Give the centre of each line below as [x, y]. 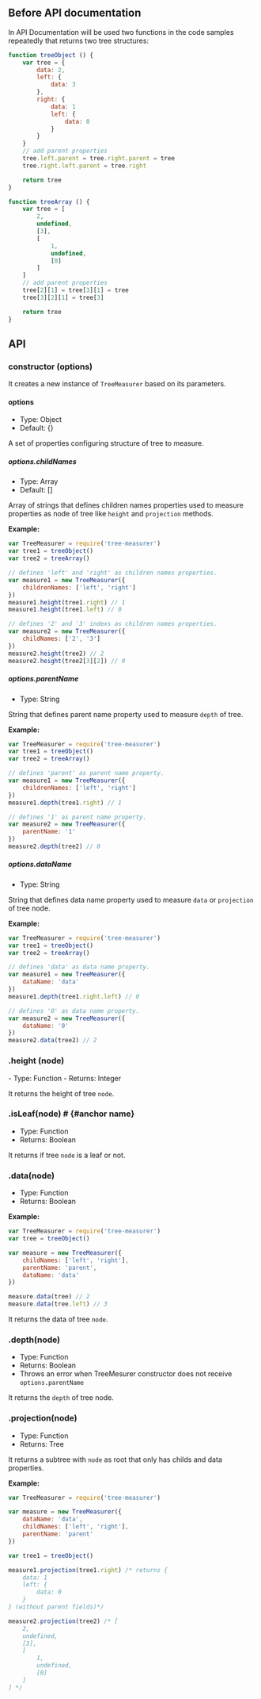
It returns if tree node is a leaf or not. [67, 1155]
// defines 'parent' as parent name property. [86, 773]
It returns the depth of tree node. [61, 1398]
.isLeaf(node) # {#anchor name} [72, 1114]
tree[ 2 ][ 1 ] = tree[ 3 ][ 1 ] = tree [76, 290]
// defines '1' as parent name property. [78, 817]
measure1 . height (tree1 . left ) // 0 [65, 610]
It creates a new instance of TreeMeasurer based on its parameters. [117, 384]
